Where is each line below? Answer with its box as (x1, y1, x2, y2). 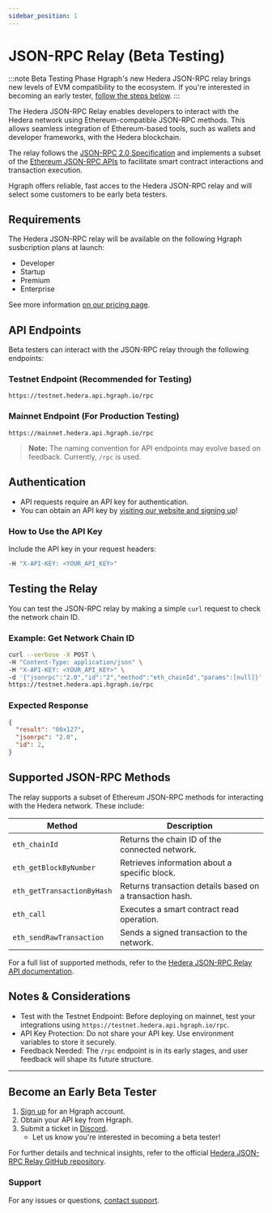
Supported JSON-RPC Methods (8, 770, 172, 785)
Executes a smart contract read (120, 903, 240, 914)
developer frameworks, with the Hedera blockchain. (8, 132, 182, 142)
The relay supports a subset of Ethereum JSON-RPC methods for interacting (8, 792, 264, 802)
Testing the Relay (8, 582, 98, 596)
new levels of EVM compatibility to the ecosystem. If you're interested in (8, 82, 249, 91)
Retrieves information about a (120, 857, 232, 868)
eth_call (12, 910, 46, 918)
